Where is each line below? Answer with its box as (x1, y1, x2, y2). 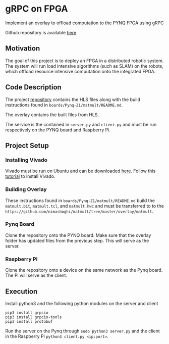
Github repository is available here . (5, 29, 78, 35)
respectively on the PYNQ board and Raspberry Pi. (5, 127, 111, 133)
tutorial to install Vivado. (5, 173, 55, 179)
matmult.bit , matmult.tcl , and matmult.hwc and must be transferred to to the (5, 203, 164, 209)
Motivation (5, 44, 40, 53)
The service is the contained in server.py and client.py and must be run (5, 121, 157, 127)
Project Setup (5, 141, 49, 150)
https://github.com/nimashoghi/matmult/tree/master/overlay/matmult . (5, 208, 154, 214)
